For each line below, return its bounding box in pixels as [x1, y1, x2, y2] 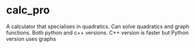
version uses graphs [6, 35, 56, 42]
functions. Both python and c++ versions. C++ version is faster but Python [6, 29, 189, 36]
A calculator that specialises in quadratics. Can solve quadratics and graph [6, 23, 190, 30]
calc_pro [6, 4, 50, 17]
